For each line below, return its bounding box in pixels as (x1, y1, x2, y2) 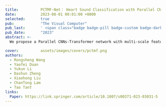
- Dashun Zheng (9, 71, 41, 76)
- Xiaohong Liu (9, 76, 41, 81)
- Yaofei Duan (9, 62, 39, 67)
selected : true (5, 16, 50, 21)
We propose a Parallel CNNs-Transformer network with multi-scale (9, 39, 149, 44)
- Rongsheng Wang (9, 57, 45, 62)
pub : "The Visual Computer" (5, 21, 87, 26)
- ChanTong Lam (9, 80, 41, 85)
